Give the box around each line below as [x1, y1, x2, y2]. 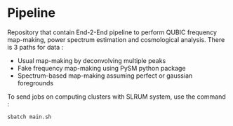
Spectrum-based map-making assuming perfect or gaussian [17, 71, 193, 80]
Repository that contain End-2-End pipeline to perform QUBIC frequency [7, 28, 218, 36]
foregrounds [17, 78, 54, 87]
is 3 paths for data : [7, 43, 64, 51]
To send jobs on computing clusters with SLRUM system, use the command [7, 92, 226, 101]
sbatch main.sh [7, 113, 52, 120]
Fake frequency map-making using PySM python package [17, 64, 186, 72]
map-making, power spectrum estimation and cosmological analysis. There [7, 35, 225, 43]
